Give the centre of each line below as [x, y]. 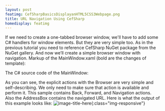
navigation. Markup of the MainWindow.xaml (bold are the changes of [76, 58]
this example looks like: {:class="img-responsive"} [75, 103]
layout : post [18, 10]
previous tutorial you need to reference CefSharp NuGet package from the [81, 48]
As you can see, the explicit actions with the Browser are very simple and [79, 83]
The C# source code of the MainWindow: [47, 73]
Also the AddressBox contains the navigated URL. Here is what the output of [82, 98]
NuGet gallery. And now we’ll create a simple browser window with [73, 53]
